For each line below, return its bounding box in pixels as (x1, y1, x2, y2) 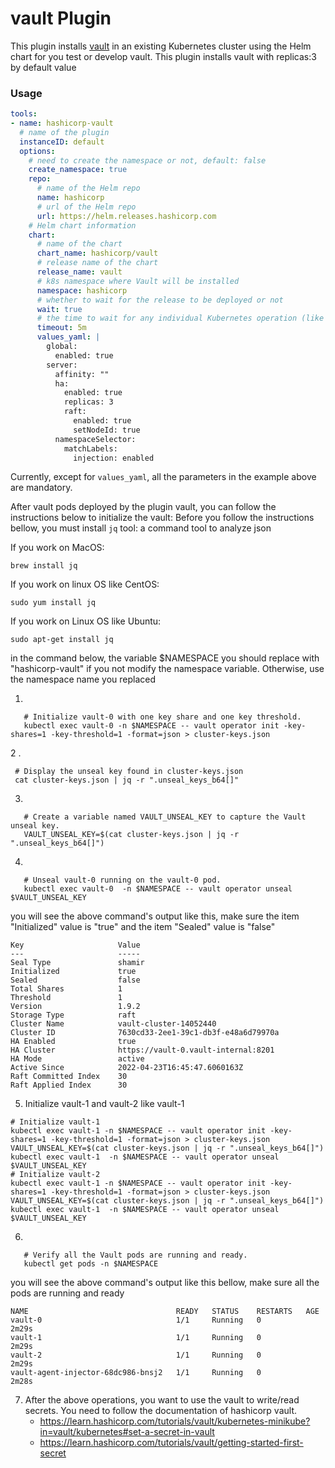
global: (46, 342, 78, 352)
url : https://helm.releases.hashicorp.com (36, 211, 217, 221)
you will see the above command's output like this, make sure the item (10, 910, 300, 922)
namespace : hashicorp (36, 285, 128, 296)
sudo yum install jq (10, 598, 97, 608)
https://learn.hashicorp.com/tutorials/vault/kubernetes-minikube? (39, 1415, 311, 1427)
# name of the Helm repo (36, 183, 141, 194)
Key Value (10, 940, 141, 951)
